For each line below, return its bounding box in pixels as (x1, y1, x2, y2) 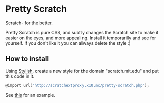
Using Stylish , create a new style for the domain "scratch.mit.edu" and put (5, 68, 159, 74)
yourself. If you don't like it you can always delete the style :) (5, 40, 131, 46)
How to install (5, 55, 49, 63)
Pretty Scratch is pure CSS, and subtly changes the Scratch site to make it (5, 29, 159, 35)
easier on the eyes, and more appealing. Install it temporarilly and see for (5, 35, 156, 41)
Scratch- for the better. (5, 20, 53, 26)
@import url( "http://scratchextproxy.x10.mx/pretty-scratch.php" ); (5, 83, 150, 88)
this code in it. (5, 73, 35, 79)
